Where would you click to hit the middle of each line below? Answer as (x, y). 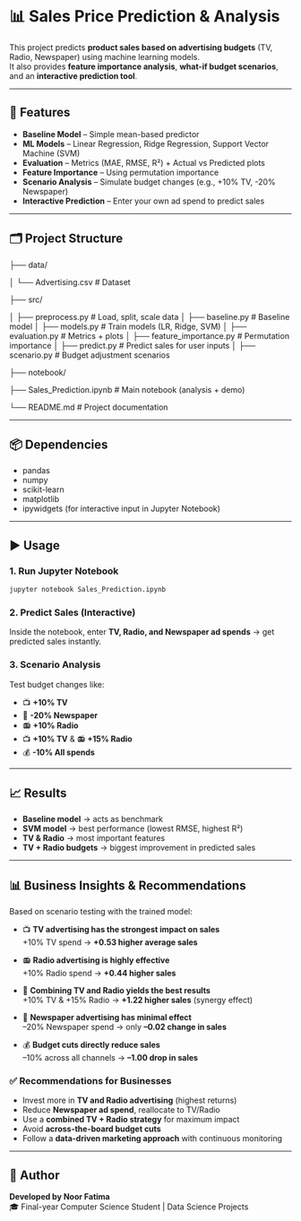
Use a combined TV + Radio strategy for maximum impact (131, 1120)
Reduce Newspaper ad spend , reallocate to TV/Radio (121, 1110)
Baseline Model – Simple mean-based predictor (111, 134)
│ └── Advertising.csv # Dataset (70, 281)
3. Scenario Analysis (55, 665)
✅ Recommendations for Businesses (90, 1081)
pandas (36, 471)
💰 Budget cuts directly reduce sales (91, 1045)
